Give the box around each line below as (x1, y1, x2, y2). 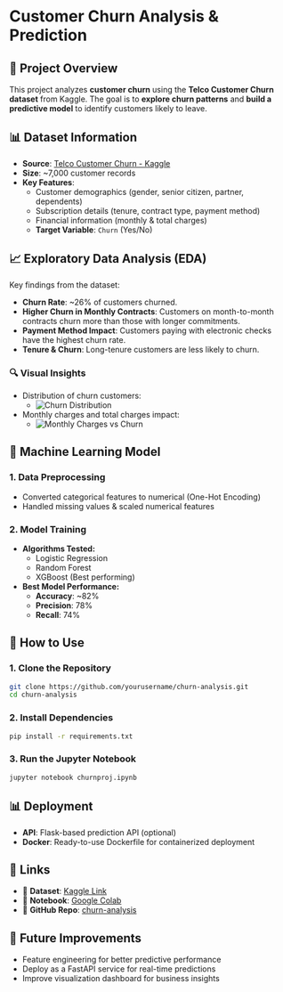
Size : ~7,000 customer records (21, 167, 136, 178)
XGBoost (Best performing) (35, 572, 135, 582)
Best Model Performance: (21, 581, 120, 591)
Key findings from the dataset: (9, 279, 120, 290)
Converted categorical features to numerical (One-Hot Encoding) (21, 492, 261, 502)
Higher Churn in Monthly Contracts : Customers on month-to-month (21, 305, 274, 317)
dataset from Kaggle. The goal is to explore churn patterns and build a (9, 94, 272, 104)
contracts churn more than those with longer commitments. (21, 315, 240, 326)
